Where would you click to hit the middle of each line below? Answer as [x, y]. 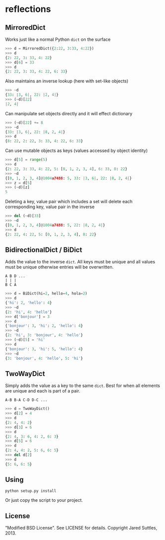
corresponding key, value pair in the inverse [50, 207]
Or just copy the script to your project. [44, 500]
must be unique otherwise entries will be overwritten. [59, 267]
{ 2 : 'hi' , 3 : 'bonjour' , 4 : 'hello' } [44, 335]
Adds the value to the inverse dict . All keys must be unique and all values [80, 262]
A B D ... [15, 276]
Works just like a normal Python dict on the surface [58, 39]
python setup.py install [31, 491]
